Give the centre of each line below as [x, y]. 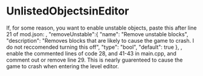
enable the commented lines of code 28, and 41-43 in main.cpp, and [92, 53]
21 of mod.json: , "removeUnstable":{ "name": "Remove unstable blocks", [97, 34]
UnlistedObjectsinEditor [68, 11]
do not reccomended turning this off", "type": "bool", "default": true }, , [94, 47]
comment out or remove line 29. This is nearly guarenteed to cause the [95, 60]
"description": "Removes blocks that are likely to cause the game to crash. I [100, 40]
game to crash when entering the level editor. [63, 66]
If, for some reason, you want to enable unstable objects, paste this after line [101, 28]
